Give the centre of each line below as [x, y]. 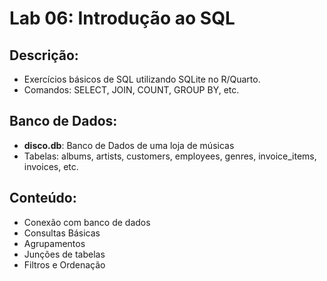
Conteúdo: [43, 198]
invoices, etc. [51, 166]
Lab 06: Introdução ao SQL [122, 18]
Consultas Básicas [62, 233]
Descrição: [44, 55]
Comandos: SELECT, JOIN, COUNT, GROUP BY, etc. [131, 90]
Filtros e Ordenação [64, 264]
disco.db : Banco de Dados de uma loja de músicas [129, 145]
